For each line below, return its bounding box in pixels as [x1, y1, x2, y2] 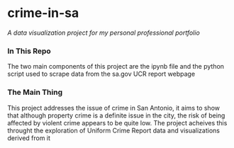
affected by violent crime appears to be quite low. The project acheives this [7, 118, 228, 127]
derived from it [7, 133, 51, 142]
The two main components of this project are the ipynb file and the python [7, 62, 225, 71]
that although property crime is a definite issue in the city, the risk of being [7, 111, 225, 120]
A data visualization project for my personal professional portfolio [7, 28, 200, 37]
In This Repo [7, 46, 51, 56]
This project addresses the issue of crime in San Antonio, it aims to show [7, 103, 221, 112]
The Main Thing [7, 87, 63, 97]
